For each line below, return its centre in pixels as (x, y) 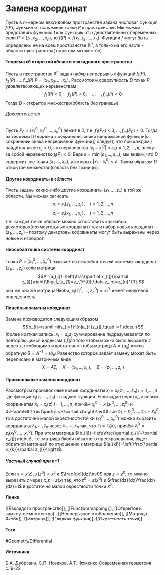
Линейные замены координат (38, 308)
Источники (17, 552)
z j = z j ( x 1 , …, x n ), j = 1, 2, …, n (83, 213)
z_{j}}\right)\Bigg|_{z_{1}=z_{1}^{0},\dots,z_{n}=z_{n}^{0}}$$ (83, 282)
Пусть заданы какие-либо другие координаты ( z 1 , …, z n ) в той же (74, 191)
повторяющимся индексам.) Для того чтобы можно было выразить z (78, 341)
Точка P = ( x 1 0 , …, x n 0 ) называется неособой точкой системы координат (81, 261)
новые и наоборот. (25, 238)
